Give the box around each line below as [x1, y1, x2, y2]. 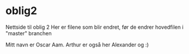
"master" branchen [5, 29, 52, 36]
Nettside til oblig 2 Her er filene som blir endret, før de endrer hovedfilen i [5, 23, 184, 31]
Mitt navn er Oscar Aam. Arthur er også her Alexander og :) [5, 41, 149, 48]
